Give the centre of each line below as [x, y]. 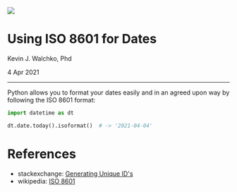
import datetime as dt [41, 113]
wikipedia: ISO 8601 [46, 181]
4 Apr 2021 [24, 72]
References [42, 154]
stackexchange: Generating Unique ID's [75, 174]
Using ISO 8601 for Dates [82, 39]
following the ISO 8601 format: [51, 100]
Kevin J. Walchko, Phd [39, 58]
